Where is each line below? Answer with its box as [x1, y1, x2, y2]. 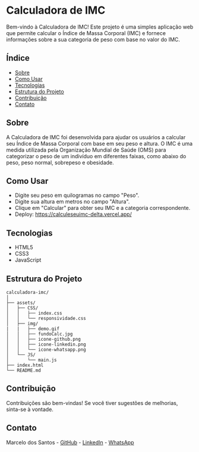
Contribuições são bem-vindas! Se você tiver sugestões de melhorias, [6, 399, 178, 406]
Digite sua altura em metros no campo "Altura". [14, 198, 130, 205]
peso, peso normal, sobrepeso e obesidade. [6, 159, 114, 166]
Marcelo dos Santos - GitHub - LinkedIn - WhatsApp [6, 438, 135, 446]
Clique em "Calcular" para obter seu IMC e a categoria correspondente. [14, 205, 191, 212]
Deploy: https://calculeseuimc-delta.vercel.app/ [14, 211, 132, 218]
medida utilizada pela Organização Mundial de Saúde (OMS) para [6, 146, 166, 153]
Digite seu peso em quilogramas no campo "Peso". [14, 192, 140, 199]
